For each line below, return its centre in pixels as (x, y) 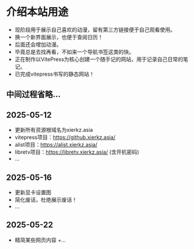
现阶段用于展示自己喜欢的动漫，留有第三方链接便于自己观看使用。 (95, 30)
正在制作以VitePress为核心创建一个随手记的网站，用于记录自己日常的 (99, 59)
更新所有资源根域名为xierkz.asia (54, 130)
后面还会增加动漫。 (38, 44)
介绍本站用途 (38, 12)
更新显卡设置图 (33, 192)
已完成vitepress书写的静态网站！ (54, 74)
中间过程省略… (33, 94)
